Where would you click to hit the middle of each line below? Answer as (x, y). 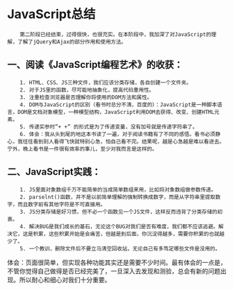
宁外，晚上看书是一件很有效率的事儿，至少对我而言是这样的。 (82, 149)
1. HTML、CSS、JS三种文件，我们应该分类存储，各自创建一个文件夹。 (106, 83)
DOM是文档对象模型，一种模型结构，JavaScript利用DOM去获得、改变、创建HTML (116, 112)
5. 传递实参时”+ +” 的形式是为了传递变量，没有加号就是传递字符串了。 (109, 127)
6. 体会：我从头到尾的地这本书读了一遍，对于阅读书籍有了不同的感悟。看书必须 (118, 134)
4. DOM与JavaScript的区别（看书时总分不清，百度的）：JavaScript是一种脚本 (119, 105)
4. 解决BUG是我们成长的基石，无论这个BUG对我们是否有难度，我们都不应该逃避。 (119, 226)
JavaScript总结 (51, 14)
